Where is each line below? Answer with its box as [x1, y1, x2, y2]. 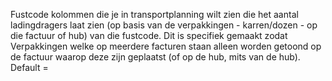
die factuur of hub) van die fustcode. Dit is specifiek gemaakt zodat [10, 30, 288, 41]
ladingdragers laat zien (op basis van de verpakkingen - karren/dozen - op [10, 19, 318, 31]
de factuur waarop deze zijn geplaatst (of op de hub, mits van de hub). [10, 51, 301, 63]
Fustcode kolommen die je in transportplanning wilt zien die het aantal [10, 9, 299, 20]
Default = [10, 62, 49, 73]
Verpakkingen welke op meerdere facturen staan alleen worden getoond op [10, 40, 322, 52]
